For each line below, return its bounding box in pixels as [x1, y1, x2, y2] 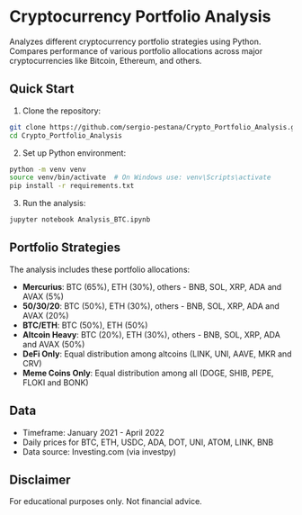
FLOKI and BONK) [22, 376, 89, 388]
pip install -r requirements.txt [9, 182, 135, 191]
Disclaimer [9, 473, 71, 488]
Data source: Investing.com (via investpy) [22, 446, 177, 456]
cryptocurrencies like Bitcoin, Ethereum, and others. [9, 55, 202, 66]
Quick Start [9, 81, 75, 96]
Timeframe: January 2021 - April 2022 [22, 427, 164, 438]
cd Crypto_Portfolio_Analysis [9, 131, 123, 140]
